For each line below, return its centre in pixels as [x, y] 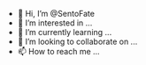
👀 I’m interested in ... [55, 23]
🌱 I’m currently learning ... [65, 32]
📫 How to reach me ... [58, 51]
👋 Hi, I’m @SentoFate [56, 14]
